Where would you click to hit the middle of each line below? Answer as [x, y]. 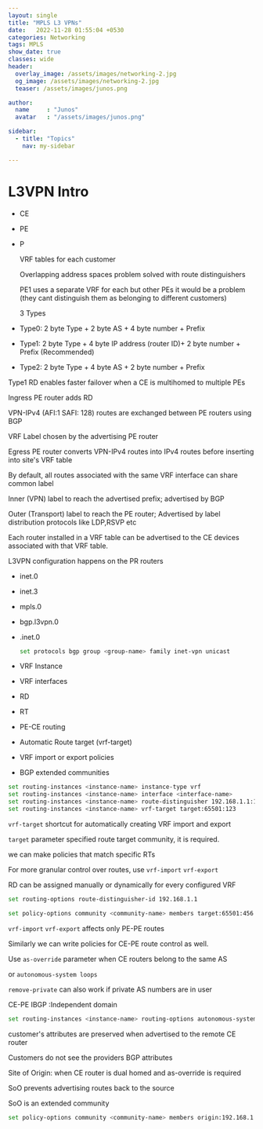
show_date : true [34, 52]
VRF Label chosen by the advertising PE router [83, 436]
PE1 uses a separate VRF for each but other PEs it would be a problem [132, 289]
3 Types [32, 313]
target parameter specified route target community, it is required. [114, 839]
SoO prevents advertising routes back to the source [91, 1087]
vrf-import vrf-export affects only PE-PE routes [86, 928]
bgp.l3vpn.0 [39, 622]
